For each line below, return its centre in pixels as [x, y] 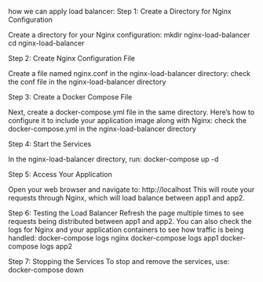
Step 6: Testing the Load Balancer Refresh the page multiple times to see [126, 213]
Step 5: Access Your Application [60, 174]
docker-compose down [46, 270]
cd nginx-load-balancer [46, 43]
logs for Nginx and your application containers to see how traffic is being [126, 230]
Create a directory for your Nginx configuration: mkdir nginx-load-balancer [129, 35]
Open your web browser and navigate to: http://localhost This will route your [131, 190]
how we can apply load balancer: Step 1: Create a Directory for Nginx [120, 11]
